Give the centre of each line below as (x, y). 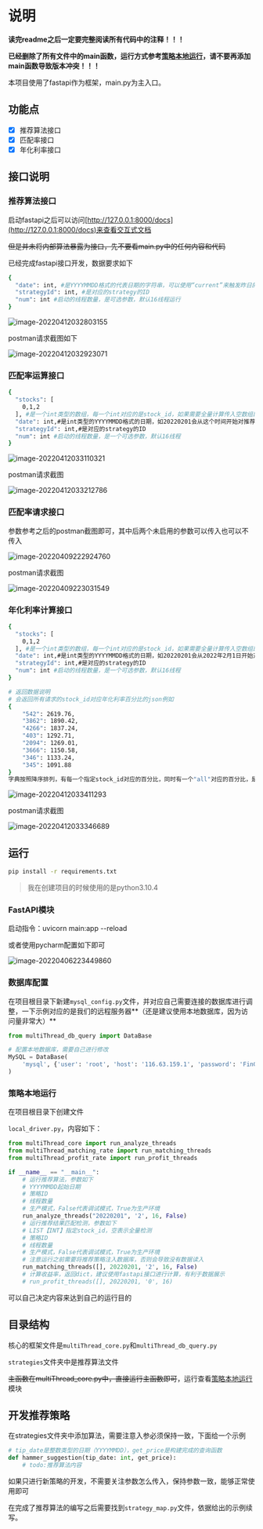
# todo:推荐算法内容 (52, 1465)
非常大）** (39, 1020)
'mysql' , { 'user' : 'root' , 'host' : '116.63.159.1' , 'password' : (129, 1064)
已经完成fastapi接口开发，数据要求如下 (70, 263)
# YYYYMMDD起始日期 (51, 1187)
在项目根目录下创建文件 (46, 1112)
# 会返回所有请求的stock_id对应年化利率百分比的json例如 (91, 699)
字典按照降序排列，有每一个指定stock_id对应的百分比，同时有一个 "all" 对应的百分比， (130, 779)
